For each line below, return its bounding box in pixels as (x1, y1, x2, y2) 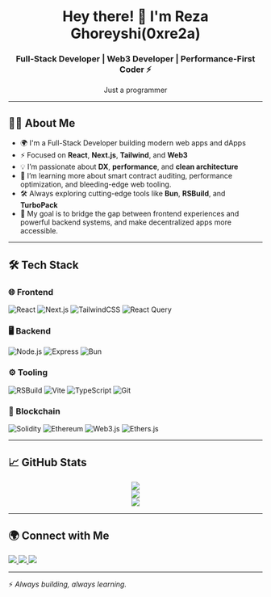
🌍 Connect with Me (8, 529, 110, 543)
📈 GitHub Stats (8, 456, 87, 469)
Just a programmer (103, 85, 168, 95)
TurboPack (19, 200, 58, 210)
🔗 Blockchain (8, 406, 60, 417)
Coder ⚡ (119, 64, 152, 75)
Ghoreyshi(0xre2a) (70, 24, 201, 43)
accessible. (19, 226, 59, 236)
